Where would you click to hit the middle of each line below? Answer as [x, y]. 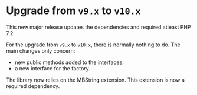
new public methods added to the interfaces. [69, 62]
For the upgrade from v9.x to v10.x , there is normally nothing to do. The [93, 45]
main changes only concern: [41, 50]
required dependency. [33, 86]
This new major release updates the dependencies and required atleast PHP [98, 27]
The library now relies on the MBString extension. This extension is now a [95, 80]
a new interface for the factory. [52, 68]
